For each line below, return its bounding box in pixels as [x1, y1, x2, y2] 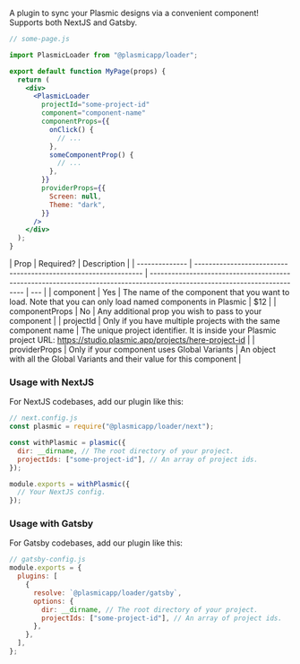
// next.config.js [9, 414, 78, 423]
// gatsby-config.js [9, 555, 87, 564]
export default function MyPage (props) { [9, 66, 167, 75]
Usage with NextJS [9, 376, 94, 389]
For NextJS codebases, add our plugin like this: [9, 397, 184, 407]
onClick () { [48, 125, 94, 134]
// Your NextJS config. [17, 488, 106, 497]
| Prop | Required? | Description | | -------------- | [9, 258, 193, 268]
